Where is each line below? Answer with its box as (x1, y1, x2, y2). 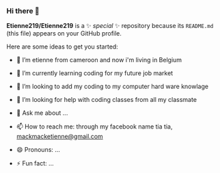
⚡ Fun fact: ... (16, 159, 54, 168)
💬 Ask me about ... (16, 109, 68, 117)
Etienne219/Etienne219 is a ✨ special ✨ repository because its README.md (6, 22, 214, 30)
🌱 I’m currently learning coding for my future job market (16, 69, 174, 77)
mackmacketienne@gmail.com (16, 133, 103, 141)
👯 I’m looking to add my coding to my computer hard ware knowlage (16, 82, 209, 91)
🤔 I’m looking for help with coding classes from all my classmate (16, 96, 197, 104)
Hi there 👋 (6, 6, 40, 16)
